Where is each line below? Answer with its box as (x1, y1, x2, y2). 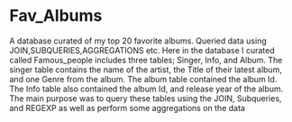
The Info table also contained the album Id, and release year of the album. (9, 83, 284, 94)
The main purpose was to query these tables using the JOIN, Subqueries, (9, 92, 282, 104)
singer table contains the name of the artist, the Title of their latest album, (9, 64, 282, 75)
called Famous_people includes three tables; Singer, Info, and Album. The (9, 54, 283, 65)
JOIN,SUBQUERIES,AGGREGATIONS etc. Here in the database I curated (9, 44, 275, 55)
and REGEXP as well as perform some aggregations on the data (9, 102, 246, 113)
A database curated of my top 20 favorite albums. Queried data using (9, 35, 268, 46)
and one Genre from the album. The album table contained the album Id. (9, 73, 278, 84)
